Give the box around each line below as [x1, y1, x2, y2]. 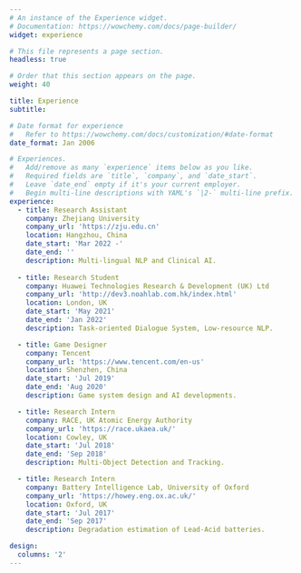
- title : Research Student [17, 273, 120, 282]
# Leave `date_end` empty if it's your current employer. [9, 180, 242, 189]
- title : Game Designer [17, 340, 107, 349]
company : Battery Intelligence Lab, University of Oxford [25, 483, 249, 492]
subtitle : [9, 105, 47, 114]
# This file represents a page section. [9, 46, 165, 55]
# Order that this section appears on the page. [9, 72, 197, 81]
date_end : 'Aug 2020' [25, 383, 107, 392]
